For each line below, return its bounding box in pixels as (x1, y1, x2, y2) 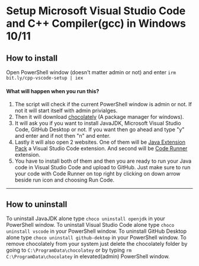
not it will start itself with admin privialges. (14, 107, 118, 114)
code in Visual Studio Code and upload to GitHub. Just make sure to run (14, 164, 191, 171)
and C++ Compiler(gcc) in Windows (6, 17, 187, 30)
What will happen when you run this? (6, 87, 99, 94)
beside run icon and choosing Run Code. (14, 176, 114, 183)
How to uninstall (6, 199, 68, 209)
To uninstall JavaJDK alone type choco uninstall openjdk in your (6, 215, 165, 222)
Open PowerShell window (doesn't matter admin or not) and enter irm (6, 69, 176, 75)
